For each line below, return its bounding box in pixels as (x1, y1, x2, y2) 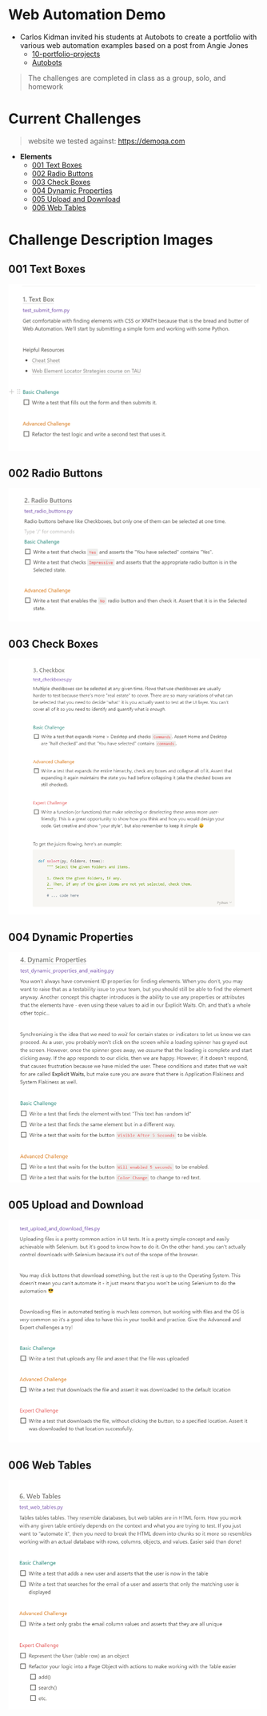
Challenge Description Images (8, 231, 213, 249)
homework (27, 82, 64, 91)
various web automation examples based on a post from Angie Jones (19, 40, 249, 50)
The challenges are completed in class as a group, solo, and (27, 73, 226, 82)
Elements (19, 151, 53, 161)
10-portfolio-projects (31, 49, 101, 58)
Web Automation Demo (8, 6, 166, 24)
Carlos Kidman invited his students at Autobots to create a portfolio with (19, 32, 257, 42)
